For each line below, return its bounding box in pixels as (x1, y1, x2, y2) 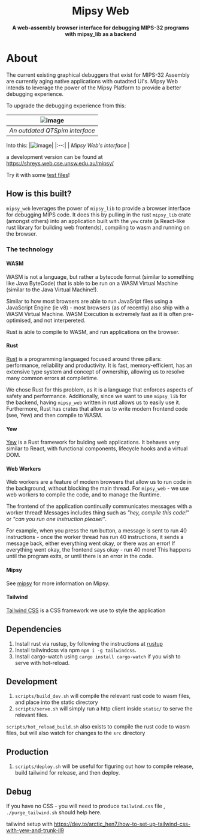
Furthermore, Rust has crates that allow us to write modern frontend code (6, 405, 188, 413)
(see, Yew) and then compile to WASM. (6, 412, 103, 419)
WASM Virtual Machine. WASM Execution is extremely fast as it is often (6, 310, 182, 317)
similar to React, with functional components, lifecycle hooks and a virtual (6, 445, 188, 452)
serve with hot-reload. (14, 659, 70, 666)
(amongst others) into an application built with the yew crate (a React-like (6, 217, 186, 224)
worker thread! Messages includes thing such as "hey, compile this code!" (6, 509, 190, 516)
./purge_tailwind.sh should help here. (6, 809, 102, 816)
